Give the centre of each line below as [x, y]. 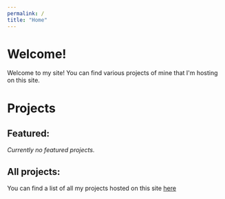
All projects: [34, 172]
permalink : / [26, 13]
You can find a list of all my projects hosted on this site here [92, 188]
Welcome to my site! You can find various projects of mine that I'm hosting [112, 73]
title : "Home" [28, 20]
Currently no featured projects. [51, 150]
